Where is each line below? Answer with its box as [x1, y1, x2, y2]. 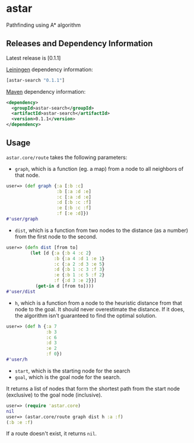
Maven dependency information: [6, 88, 86, 95]
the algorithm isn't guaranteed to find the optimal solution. [14, 312, 157, 319]
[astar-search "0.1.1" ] [6, 77, 65, 83]
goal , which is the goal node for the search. [14, 373, 122, 381]
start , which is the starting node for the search [14, 367, 131, 374]
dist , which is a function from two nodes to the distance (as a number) [14, 227, 189, 234]
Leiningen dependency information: [6, 66, 93, 73]
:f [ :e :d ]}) [56, 211, 89, 216]
